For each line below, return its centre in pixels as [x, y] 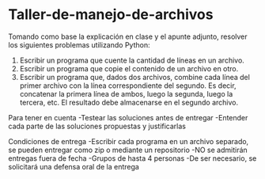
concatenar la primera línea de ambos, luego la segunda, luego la [126, 93]
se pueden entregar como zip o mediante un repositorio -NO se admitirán [128, 150]
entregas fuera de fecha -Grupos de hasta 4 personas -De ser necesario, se [132, 158]
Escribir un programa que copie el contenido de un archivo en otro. [129, 68]
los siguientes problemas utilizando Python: [79, 44]
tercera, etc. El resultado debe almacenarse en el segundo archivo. [129, 102]
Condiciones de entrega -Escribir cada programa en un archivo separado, [129, 141]
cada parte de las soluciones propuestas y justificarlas [97, 126]
